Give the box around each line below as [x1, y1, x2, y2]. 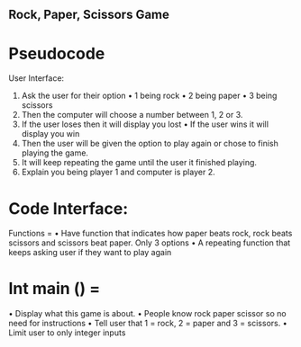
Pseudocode [8, 43, 105, 64]
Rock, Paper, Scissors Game [8, 7, 170, 22]
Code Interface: [8, 198, 129, 218]
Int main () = [8, 279, 101, 299]
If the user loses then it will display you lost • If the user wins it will [21, 119, 269, 129]
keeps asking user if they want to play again [8, 247, 172, 258]
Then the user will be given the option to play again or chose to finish [21, 138, 278, 149]
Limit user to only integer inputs [8, 327, 126, 338]
